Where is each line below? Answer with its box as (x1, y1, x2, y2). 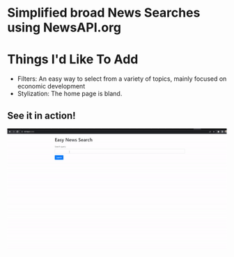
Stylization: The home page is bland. (17, 89, 123, 98)
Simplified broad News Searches (7, 5, 201, 21)
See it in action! (7, 109, 76, 121)
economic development (17, 82, 86, 91)
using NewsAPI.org (7, 20, 122, 36)
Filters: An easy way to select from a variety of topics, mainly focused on (17, 75, 227, 83)
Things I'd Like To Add (7, 52, 139, 68)
